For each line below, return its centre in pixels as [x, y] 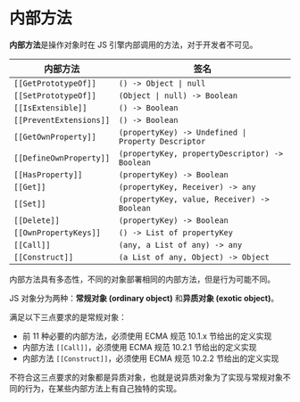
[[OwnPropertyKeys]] [57, 232]
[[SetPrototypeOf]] [55, 95]
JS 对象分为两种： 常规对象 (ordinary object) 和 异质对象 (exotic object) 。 [144, 298]
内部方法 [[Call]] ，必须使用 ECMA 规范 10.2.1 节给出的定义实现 [139, 347]
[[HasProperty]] [48, 174]
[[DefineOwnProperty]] [62, 158]
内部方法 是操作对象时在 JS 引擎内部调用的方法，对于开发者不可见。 [133, 45]
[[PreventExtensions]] [62, 120]
